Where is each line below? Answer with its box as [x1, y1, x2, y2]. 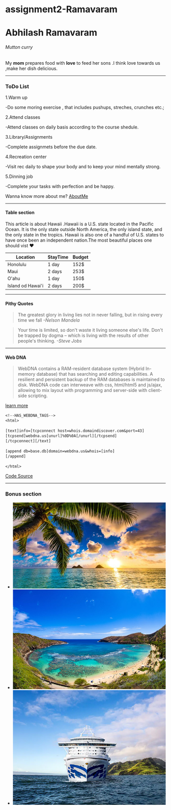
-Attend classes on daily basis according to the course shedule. [5, 124, 139, 130]
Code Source [5, 473, 33, 479]
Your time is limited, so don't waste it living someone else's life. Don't [17, 327, 163, 333]
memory [17, 371, 36, 377]
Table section [5, 210, 35, 216]
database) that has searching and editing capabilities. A [36, 371, 153, 377]
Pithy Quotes [5, 300, 34, 306]
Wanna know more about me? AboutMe [5, 193, 89, 199]
